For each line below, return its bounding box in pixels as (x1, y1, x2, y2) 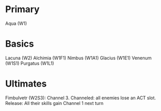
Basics (5, 38, 34, 50)
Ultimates (5, 78, 47, 90)
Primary (5, 4, 39, 15)
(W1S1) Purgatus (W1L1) (5, 60, 54, 66)
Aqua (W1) (5, 20, 27, 26)
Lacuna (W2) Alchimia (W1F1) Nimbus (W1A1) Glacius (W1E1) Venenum (5, 55, 152, 61)
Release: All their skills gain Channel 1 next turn (5, 100, 104, 106)
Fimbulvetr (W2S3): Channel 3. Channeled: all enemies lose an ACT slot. (5, 95, 156, 101)
